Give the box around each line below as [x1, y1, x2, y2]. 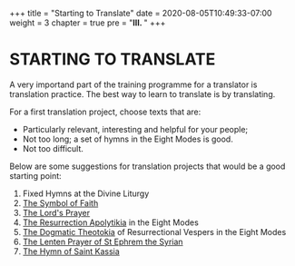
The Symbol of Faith [22, 197, 99, 208]
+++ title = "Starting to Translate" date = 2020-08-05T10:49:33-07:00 [9, 8, 272, 18]
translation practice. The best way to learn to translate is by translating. [9, 88, 276, 99]
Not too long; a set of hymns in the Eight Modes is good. [22, 133, 233, 144]
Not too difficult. [22, 143, 84, 153]
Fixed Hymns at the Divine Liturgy [22, 188, 150, 199]
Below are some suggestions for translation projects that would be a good [9, 161, 286, 172]
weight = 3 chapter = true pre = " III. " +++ [9, 17, 166, 28]
